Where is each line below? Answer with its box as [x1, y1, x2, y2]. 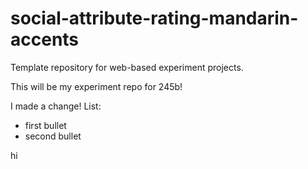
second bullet [24, 130, 82, 142]
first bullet [24, 119, 67, 131]
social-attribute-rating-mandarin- [10, 7, 299, 30]
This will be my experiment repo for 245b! [10, 80, 183, 92]
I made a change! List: [10, 100, 102, 112]
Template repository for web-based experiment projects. [10, 61, 244, 73]
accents [10, 28, 80, 51]
